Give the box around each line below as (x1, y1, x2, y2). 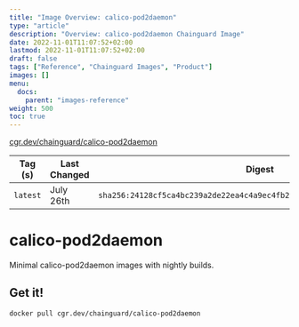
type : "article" (9, 21, 69, 30)
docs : (17, 87, 38, 96)
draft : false (9, 54, 58, 63)
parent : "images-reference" (25, 95, 129, 105)
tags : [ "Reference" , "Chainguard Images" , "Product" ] (9, 63, 214, 72)
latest (13, 190, 42, 201)
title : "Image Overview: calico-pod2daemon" (9, 12, 177, 22)
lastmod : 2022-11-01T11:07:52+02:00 (9, 46, 145, 55)
